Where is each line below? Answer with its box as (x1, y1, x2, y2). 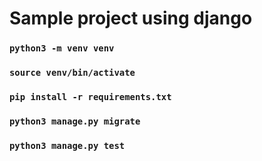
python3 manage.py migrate (9, 115, 141, 127)
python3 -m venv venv (9, 43, 115, 54)
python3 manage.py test (9, 140, 126, 151)
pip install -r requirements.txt (9, 91, 172, 102)
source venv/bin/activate (9, 67, 136, 79)
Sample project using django (9, 7, 253, 30)
